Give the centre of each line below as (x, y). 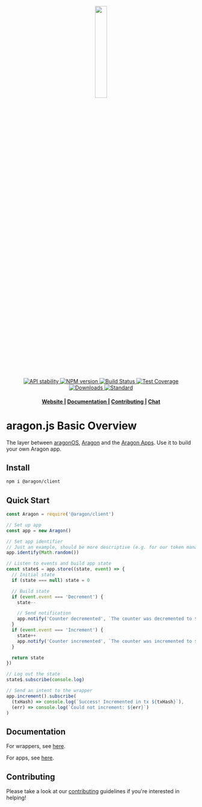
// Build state (31, 591)
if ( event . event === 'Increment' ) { (57, 630)
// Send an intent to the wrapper (50, 691)
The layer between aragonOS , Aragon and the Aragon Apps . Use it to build (99, 442)
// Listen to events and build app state (59, 564)
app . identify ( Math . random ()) (43, 553)
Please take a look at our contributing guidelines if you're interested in (93, 791)
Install (18, 467)
